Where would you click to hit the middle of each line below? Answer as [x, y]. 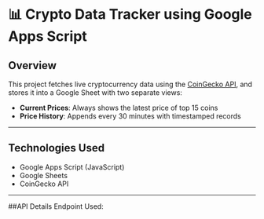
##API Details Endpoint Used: [56, 206]
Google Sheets [44, 175]
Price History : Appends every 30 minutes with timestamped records [130, 116]
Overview [33, 66]
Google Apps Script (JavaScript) [72, 167]
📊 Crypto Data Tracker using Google [130, 15]
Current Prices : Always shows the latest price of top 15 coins [119, 108]
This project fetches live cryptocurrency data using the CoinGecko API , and [130, 84]
